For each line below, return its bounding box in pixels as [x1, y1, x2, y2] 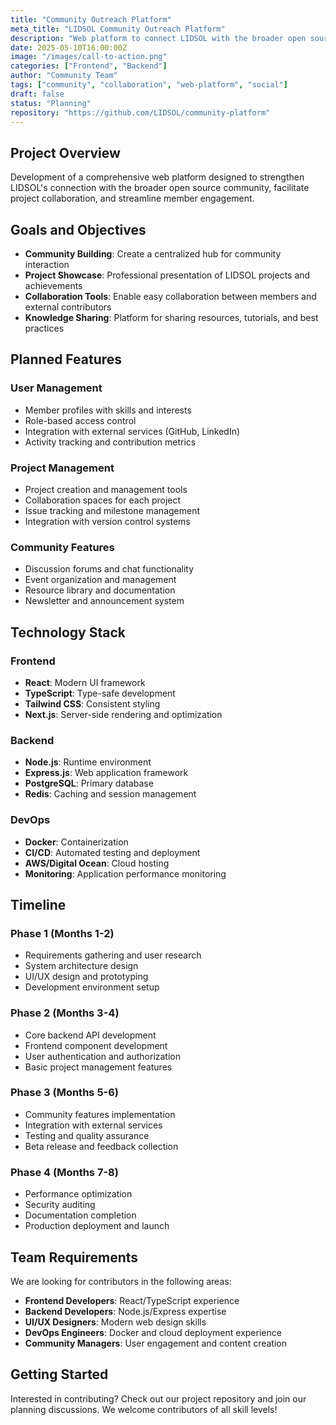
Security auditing [24, 1199, 96, 1211]
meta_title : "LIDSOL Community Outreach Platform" [10, 24, 226, 34]
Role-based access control [24, 414, 137, 426]
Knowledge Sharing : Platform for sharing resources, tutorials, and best [24, 312, 319, 323]
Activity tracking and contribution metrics [24, 436, 197, 448]
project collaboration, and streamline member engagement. [10, 192, 255, 205]
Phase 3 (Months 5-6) [10, 1086, 119, 1100]
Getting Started [10, 1366, 109, 1383]
